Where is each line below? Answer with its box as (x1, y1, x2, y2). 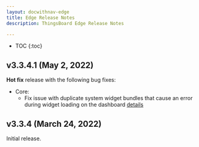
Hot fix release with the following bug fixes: (6, 76, 116, 84)
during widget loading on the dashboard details (24, 101, 143, 109)
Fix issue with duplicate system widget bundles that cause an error (24, 95, 193, 102)
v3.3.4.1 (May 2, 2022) (6, 60, 94, 70)
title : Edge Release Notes (6, 15, 75, 21)
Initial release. (6, 135, 42, 142)
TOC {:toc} (15, 42, 43, 49)
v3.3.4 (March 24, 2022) (6, 118, 102, 129)
